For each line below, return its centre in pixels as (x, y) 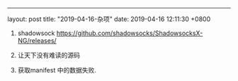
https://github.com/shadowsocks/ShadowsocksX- (130, 33)
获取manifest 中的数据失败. (57, 70)
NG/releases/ (37, 40)
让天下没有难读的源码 (49, 55)
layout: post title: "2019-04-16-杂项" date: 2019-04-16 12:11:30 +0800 (109, 19)
